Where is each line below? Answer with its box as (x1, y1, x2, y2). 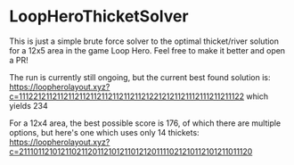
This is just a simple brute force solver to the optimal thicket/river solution (9, 36, 279, 46)
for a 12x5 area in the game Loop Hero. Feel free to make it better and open (9, 45, 286, 55)
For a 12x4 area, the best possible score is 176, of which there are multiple (9, 118, 282, 128)
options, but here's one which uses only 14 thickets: (9, 127, 200, 137)
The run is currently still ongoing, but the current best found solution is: (9, 71, 271, 82)
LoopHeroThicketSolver (9, 6, 189, 27)
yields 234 (9, 100, 48, 111)
